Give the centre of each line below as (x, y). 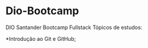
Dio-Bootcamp (42, 11)
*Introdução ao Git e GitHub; (41, 39)
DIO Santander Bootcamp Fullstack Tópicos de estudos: (74, 27)
